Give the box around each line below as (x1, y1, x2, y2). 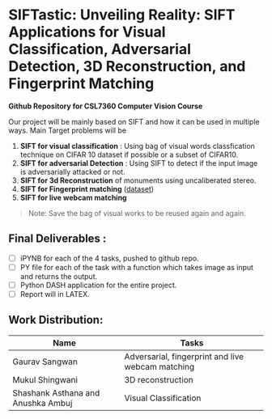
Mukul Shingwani (12, 374, 79, 385)
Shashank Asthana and (12, 387, 100, 398)
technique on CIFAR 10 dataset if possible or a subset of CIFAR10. (19, 150, 239, 159)
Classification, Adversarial (8, 40, 192, 58)
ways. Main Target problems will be (8, 125, 127, 135)
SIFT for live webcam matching (19, 193, 127, 202)
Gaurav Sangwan (12, 356, 79, 367)
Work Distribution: (8, 313, 104, 327)
